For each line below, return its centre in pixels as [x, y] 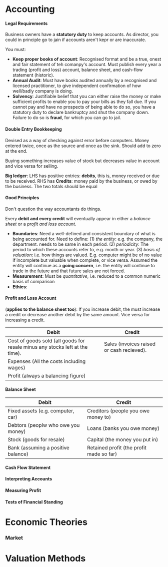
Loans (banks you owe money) [123, 428]
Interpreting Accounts [29, 479]
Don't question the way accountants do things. [53, 209]
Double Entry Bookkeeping [33, 129]
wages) [16, 368]
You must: [15, 50]
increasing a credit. [25, 320]
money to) [99, 417]
